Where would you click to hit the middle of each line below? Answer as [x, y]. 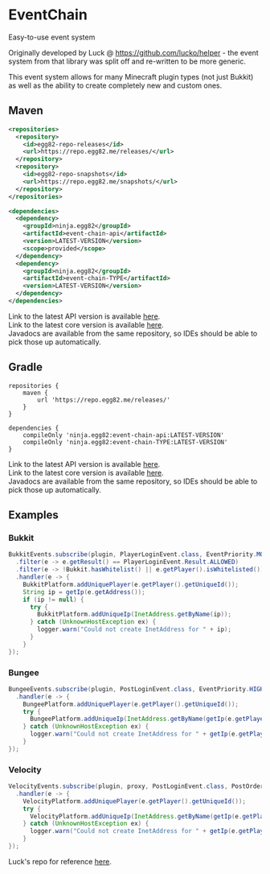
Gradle [25, 367]
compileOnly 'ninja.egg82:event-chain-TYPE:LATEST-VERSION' [125, 442]
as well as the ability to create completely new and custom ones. [115, 85]
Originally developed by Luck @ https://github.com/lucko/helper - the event [133, 52]
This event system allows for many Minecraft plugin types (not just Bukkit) [131, 76]
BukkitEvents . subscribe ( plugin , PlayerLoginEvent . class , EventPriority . [133, 554]
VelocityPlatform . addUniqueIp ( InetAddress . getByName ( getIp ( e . [136, 816]
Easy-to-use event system [52, 37]
